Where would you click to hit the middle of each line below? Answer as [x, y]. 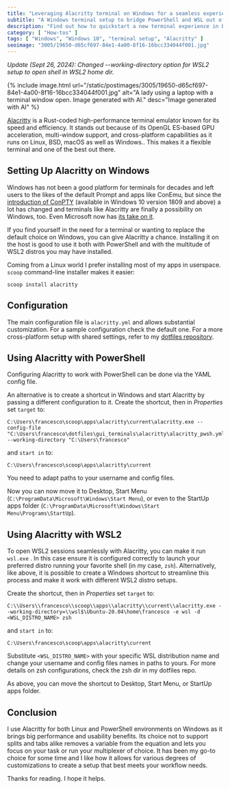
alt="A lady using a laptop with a [168, 92]
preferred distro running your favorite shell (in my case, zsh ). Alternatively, [112, 566]
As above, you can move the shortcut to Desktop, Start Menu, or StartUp [110, 684]
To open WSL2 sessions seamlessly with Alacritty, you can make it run [106, 551]
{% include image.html [39, 85]
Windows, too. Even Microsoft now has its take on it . [81, 216]
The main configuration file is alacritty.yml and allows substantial [101, 322]
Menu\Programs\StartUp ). [41, 513]
